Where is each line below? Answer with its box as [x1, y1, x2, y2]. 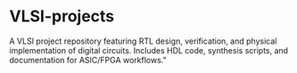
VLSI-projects [9, 6, 115, 27]
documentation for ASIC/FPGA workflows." [9, 54, 167, 65]
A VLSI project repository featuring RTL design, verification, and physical [9, 36, 277, 46]
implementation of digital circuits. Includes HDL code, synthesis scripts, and [9, 45, 288, 55]
